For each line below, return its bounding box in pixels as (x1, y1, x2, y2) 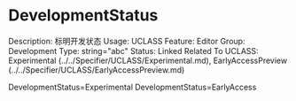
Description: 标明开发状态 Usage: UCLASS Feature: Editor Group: (8, 35, 245, 46)
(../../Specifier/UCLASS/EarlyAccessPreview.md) (8, 64, 185, 75)
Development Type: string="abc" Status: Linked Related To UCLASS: (8, 45, 259, 56)
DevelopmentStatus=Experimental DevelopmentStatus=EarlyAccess (8, 82, 257, 92)
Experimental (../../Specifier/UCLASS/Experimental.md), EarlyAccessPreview (8, 55, 288, 66)
